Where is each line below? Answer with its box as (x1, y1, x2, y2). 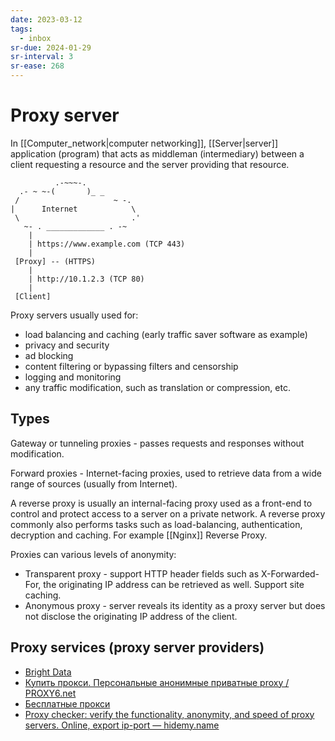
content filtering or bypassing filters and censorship (24, 360, 239, 372)
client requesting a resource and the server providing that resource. (10, 158, 290, 170)
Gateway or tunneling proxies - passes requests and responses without (10, 437, 305, 449)
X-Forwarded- (260, 567, 320, 580)
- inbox (19, 33, 52, 43)
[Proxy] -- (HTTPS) (14, 256, 97, 266)
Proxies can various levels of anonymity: (10, 548, 177, 560)
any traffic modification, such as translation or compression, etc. (24, 381, 291, 393)
